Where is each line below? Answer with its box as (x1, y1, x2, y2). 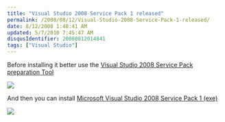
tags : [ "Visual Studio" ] (7, 42, 78, 49)
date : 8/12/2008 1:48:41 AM (7, 23, 88, 29)
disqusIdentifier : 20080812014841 (7, 36, 106, 42)
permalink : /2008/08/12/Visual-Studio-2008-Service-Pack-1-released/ (7, 16, 211, 23)
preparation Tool (7, 68, 54, 76)
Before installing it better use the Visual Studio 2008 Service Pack (7, 61, 193, 69)
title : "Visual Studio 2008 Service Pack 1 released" (7, 10, 165, 17)
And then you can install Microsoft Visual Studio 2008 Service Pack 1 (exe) (7, 94, 218, 102)
